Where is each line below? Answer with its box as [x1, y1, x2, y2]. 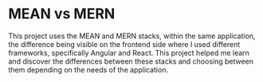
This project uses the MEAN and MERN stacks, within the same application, [8, 31, 256, 41]
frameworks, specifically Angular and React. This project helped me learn [8, 48, 249, 57]
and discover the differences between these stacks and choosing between [8, 57, 253, 66]
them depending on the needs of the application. [8, 64, 169, 74]
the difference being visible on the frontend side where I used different [8, 39, 241, 49]
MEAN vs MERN [8, 5, 116, 23]
